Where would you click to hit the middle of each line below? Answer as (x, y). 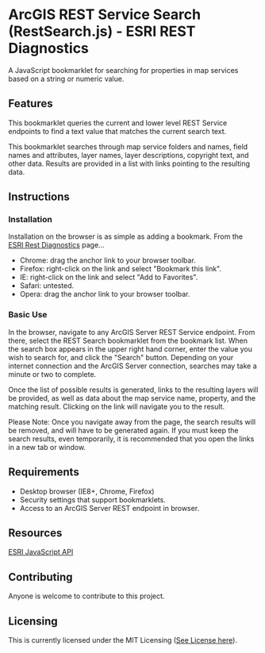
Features (31, 104)
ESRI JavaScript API (41, 552)
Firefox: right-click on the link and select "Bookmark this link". (121, 269)
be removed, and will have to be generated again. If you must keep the (123, 430)
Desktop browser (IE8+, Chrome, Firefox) (87, 491)
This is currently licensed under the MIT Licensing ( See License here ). (123, 640)
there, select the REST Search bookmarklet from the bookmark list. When (128, 340)
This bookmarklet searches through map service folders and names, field (128, 146)
